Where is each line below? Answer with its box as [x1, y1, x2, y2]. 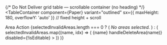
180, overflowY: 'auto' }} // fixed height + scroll [5, 15, 101, 20]
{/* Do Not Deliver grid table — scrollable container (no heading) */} [5, 4, 145, 10]
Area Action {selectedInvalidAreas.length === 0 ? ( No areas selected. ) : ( [5, 24, 158, 30]
